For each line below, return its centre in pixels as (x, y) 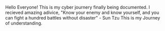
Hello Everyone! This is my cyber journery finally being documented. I (78, 7)
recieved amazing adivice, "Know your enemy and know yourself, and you (82, 12)
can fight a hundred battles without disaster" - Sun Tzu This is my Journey (83, 18)
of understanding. (24, 23)
